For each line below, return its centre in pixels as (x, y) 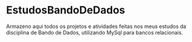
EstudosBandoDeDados (66, 10)
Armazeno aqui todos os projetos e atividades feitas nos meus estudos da (96, 26)
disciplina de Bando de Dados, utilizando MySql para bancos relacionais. (95, 32)
